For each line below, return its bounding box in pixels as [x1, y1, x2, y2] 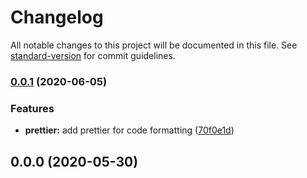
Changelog [10, 6, 104, 29]
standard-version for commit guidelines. [10, 49, 176, 61]
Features [10, 101, 55, 115]
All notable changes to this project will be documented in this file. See [10, 39, 298, 51]
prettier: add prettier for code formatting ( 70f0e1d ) [24, 124, 235, 136]
